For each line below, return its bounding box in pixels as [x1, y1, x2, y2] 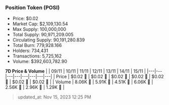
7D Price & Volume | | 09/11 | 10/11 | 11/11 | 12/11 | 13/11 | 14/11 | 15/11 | [5, 68, 146, 74]
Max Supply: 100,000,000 [12, 26, 67, 32]
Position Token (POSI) [5, 4, 60, 11]
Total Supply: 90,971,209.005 [12, 32, 74, 38]
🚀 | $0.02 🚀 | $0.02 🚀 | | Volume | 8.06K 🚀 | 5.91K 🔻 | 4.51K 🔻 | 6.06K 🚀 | [5, 79, 153, 85]
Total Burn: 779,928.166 [12, 42, 62, 48]
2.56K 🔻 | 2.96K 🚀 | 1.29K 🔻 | [5, 84, 65, 90]
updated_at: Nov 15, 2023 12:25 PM [17, 94, 92, 100]
